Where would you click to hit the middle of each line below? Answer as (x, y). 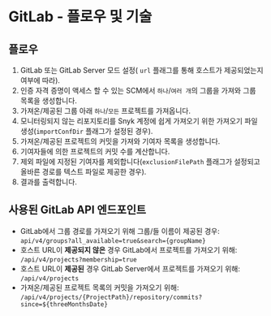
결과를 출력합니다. (48, 182)
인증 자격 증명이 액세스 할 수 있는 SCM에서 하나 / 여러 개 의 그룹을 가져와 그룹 (138, 91)
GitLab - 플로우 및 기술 (80, 17)
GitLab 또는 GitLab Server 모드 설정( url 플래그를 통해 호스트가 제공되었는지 (142, 70)
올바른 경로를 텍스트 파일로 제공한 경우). (83, 172)
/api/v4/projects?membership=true (78, 260)
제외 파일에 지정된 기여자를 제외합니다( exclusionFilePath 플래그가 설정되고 (140, 162)
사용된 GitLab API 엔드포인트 (77, 210)
